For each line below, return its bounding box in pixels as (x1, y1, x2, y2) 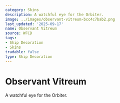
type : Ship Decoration (5, 54, 52, 59)
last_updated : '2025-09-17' (5, 21, 64, 27)
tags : (5, 36, 16, 41)
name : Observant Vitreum (5, 26, 57, 31)
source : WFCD (5, 31, 32, 36)
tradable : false (5, 49, 39, 54)
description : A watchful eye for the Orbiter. (5, 12, 104, 17)
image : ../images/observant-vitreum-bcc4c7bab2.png (5, 17, 115, 22)
